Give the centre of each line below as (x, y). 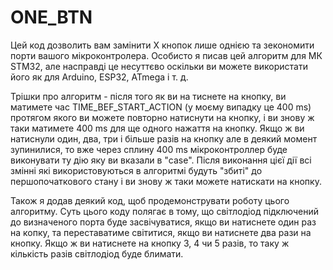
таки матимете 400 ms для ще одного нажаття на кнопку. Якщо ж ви (157, 128)
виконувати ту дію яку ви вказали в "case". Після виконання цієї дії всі (161, 160)
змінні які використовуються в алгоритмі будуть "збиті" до (136, 170)
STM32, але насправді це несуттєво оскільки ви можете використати (159, 66)
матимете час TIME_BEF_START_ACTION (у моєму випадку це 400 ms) (161, 107)
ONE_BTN (51, 17)
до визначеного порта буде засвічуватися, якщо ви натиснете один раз (163, 222)
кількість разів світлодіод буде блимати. (97, 253)
